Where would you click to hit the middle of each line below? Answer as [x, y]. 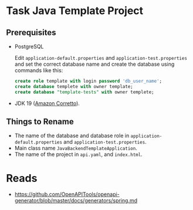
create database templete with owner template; [74, 86]
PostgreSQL [29, 46]
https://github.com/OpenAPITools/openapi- [67, 194]
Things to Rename [40, 122]
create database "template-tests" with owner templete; [84, 92]
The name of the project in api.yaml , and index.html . [78, 154]
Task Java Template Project [75, 11]
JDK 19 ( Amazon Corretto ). [47, 103]
